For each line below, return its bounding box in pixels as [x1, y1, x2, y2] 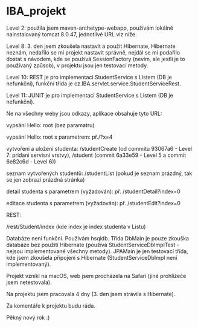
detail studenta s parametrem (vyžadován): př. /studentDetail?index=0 [6, 188, 181, 195]
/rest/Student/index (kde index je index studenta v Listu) [6, 223, 146, 230]
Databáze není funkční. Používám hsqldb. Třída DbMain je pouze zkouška [6, 234, 189, 242]
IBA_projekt [6, 4, 66, 18]
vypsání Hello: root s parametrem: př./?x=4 [6, 133, 113, 140]
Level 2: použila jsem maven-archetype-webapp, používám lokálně [6, 24, 174, 31]
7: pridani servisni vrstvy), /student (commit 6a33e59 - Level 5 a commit [6, 151, 187, 159]
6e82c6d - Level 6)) [6, 157, 56, 165]
